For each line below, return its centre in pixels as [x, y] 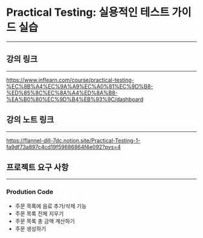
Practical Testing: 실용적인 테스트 [88, 12]
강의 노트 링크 [30, 120]
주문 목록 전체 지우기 [39, 213]
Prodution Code [30, 192]
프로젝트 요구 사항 [37, 167]
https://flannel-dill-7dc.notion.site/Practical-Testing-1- [73, 140]
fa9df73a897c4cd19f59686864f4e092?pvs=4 [63, 147]
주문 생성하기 [31, 228]
